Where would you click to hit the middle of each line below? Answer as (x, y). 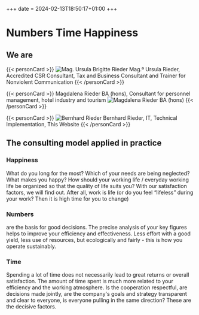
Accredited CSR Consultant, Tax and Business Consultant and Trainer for (96, 75)
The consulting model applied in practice (84, 143)
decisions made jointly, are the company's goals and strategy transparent (97, 294)
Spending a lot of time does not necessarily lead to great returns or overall (98, 275)
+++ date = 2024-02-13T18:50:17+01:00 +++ (62, 9)
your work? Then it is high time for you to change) (68, 199)
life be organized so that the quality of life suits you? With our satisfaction (97, 186)
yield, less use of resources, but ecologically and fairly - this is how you (94, 240)
